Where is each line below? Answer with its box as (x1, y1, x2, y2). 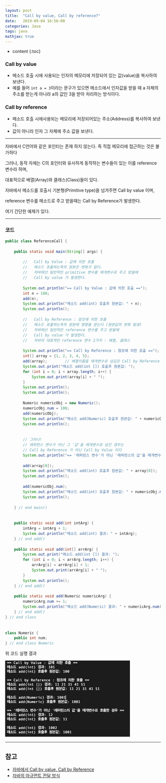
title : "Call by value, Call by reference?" (5, 13, 100, 18)
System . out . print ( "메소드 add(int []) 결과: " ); (23, 552, 120, 557)
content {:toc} (12, 49, 41, 54)
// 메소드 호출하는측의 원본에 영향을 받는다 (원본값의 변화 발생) (23, 322, 142, 327)
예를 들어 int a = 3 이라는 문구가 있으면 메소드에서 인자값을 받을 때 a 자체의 (12, 85, 159, 91)
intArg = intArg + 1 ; (23, 526, 68, 531)
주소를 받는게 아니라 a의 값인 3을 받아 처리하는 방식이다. (12, 91, 121, 97)
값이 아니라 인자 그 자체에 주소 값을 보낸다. (12, 128, 94, 134)
